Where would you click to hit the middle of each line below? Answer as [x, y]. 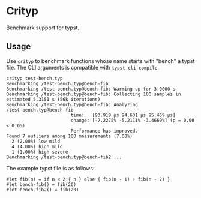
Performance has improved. [104, 131]
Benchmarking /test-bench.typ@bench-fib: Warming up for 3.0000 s [91, 89]
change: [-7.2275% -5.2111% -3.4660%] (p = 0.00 [133, 120]
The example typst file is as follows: [50, 168]
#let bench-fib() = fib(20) [41, 184]
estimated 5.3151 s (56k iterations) [53, 99]
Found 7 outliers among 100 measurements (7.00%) [70, 136]
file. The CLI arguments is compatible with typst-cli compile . [82, 67]
